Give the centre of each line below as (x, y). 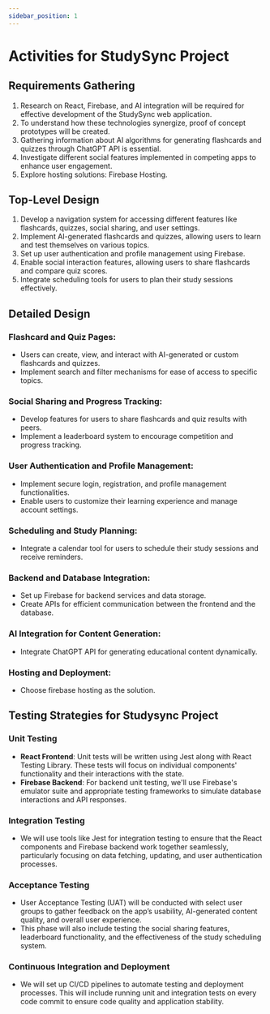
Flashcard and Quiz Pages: (62, 337)
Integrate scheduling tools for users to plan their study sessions (126, 280)
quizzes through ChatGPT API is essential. (91, 148)
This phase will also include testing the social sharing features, (125, 929)
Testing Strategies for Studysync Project (114, 716)
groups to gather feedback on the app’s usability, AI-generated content (139, 911)
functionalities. (45, 492)
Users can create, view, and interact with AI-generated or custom (129, 354)
